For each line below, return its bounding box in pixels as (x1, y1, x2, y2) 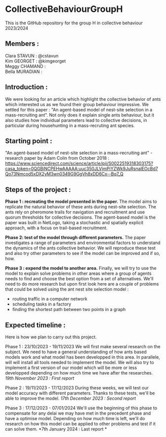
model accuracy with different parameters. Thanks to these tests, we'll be (5, 390, 155, 396)
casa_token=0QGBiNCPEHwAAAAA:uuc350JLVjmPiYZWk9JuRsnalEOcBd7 (5, 166, 158, 172)
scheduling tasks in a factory (12, 301, 72, 307)
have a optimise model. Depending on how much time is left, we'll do (5, 416, 145, 421)
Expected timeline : (5, 321, 66, 329)
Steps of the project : (5, 185, 71, 194)
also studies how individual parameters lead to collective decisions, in (5, 117, 147, 123)
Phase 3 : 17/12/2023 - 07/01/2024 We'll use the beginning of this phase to (5, 405, 157, 411)
